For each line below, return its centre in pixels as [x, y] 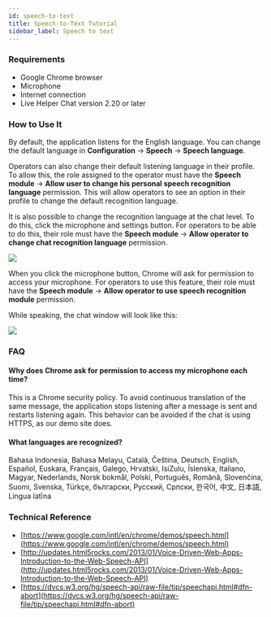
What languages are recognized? [66, 442]
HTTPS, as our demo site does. [60, 424]
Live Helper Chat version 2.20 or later [83, 103]
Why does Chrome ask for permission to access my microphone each [128, 371]
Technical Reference [50, 517]
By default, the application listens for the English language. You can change [135, 141]
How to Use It [35, 124]
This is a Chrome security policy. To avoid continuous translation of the [127, 398]
